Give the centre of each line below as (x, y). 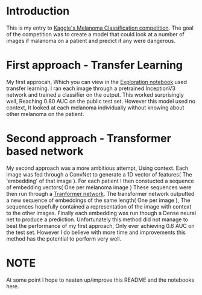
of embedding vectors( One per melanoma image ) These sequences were (99, 187)
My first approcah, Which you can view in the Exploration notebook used (96, 82)
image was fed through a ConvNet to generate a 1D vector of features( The (99, 174)
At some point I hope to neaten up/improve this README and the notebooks (100, 280)
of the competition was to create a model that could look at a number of (96, 34)
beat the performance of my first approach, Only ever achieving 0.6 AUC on (100, 225)
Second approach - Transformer (89, 139)
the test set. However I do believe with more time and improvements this (96, 232)
